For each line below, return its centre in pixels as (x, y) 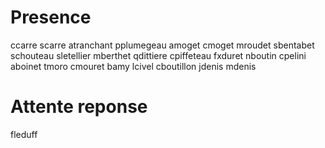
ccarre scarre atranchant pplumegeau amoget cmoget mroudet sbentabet (162, 45)
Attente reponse (79, 107)
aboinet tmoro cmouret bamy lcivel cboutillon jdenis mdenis (133, 66)
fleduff (24, 134)
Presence (51, 17)
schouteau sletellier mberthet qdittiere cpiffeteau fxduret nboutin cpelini (158, 55)
